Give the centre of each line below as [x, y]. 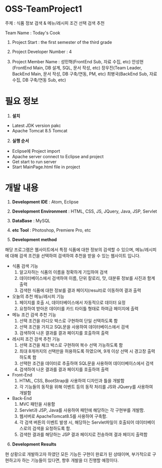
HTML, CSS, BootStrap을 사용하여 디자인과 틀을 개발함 [72, 380]
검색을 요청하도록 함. [52, 428]
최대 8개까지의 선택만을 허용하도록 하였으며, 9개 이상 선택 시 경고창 [83, 351]
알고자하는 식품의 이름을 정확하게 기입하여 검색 [63, 272]
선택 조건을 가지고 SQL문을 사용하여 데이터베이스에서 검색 [74, 326]
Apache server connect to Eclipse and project [58, 156]
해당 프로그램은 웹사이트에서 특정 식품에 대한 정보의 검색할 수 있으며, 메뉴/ [75, 250]
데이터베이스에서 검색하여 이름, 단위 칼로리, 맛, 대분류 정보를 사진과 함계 [87, 278]
